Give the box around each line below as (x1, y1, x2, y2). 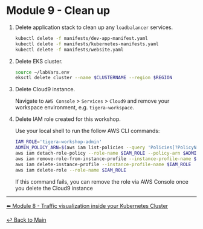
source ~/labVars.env (14, 69, 69, 76)
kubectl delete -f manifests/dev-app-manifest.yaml (14, 35, 148, 41)
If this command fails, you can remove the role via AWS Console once (14, 178, 188, 185)
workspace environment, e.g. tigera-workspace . (14, 104, 135, 111)
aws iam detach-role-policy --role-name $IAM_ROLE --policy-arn (14, 150, 181, 156)
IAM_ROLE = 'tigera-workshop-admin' (14, 139, 102, 145)
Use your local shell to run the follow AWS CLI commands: (14, 127, 160, 135)
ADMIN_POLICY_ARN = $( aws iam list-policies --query (14, 144, 146, 151)
